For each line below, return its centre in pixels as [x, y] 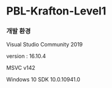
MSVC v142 [21, 68]
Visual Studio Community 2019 [44, 45]
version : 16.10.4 [26, 56]
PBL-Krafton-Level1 [56, 11]
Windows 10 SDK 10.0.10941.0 [43, 80]
